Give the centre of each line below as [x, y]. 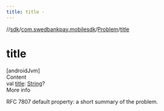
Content [16, 77]
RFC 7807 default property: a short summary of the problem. [82, 101]
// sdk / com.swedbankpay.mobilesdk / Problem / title [68, 29]
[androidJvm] [23, 70]
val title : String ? [26, 83]
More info [19, 90]
